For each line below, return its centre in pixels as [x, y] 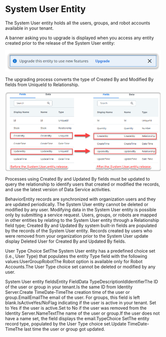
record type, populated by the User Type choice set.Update [66, 324]
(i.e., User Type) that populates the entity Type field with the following [76, 256]
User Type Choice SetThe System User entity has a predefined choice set [80, 251]
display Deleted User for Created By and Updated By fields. [66, 241]
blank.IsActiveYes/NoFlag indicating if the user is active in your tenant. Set [81, 303]
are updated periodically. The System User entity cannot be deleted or [77, 204]
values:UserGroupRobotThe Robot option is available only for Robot [74, 262]
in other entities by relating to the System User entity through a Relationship [82, 220]
